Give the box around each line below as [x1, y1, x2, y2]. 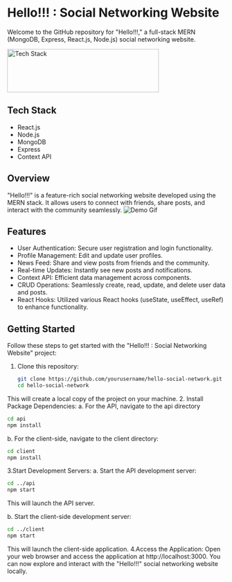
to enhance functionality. [17, 303, 89, 311]
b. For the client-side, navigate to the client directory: [7, 434, 159, 443]
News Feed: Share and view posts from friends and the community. [17, 258, 210, 267]
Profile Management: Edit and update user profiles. [17, 252, 163, 260]
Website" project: [7, 349, 57, 358]
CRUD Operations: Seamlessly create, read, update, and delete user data [17, 281, 226, 289]
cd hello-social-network [17, 382, 89, 389]
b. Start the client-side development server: [7, 513, 132, 521]
